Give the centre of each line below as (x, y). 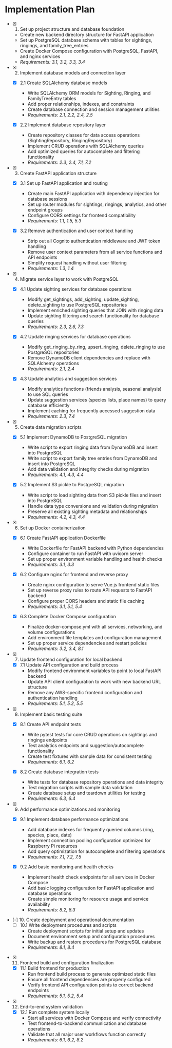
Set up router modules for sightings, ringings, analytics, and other (97, 204)
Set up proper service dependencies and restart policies (87, 643)
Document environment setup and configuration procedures (91, 937)
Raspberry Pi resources (52, 846)
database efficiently (49, 405)
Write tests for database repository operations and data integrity (95, 782)
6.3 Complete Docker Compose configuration (68, 616)
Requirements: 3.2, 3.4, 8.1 (55, 649)
